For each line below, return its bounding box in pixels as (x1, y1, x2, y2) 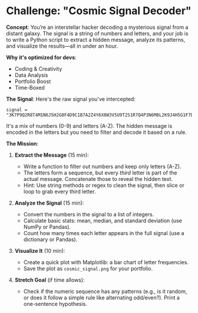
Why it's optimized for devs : (6, 54, 77, 61)
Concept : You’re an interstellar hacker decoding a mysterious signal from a (6, 24, 189, 31)
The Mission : (6, 140, 39, 147)
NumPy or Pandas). (23, 223, 71, 230)
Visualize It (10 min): (14, 247, 65, 254)
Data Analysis (14, 71, 48, 78)
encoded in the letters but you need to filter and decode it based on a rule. (6, 129, 187, 136)
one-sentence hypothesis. (23, 300, 87, 307)
